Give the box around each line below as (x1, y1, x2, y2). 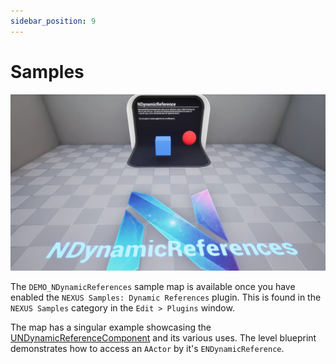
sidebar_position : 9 (10, 16, 97, 26)
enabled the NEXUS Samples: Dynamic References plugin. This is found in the (10, 291, 322, 303)
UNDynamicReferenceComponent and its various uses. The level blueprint (10, 331, 317, 344)
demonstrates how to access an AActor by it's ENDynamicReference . (10, 342, 285, 354)
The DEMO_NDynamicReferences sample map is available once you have (10, 280, 296, 292)
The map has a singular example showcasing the (10, 321, 212, 333)
